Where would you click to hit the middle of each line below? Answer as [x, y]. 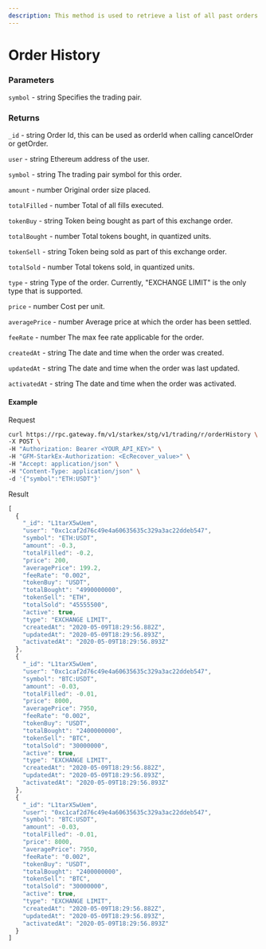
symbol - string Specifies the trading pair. [75, 97]
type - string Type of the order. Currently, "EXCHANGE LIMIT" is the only [127, 283]
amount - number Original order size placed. [80, 190]
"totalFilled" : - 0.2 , [58, 553]
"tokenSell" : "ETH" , [57, 598]
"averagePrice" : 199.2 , [62, 568]
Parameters [31, 80]
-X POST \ [25, 442]
